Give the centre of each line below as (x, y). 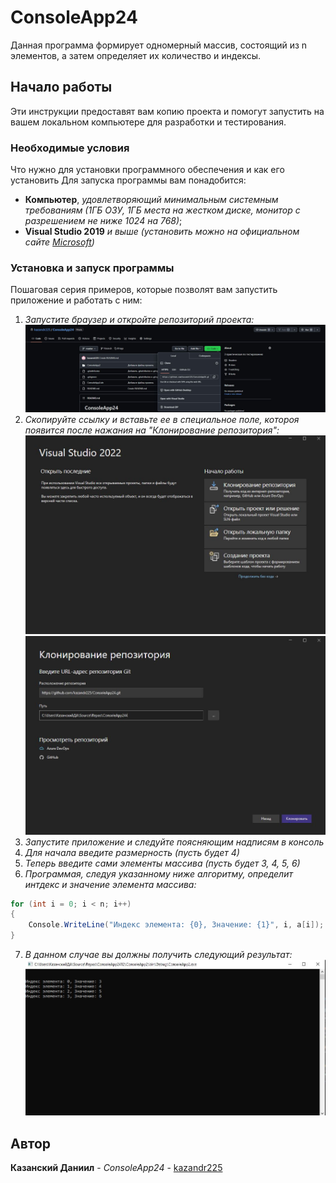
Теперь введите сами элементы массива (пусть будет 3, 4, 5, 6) (162, 863)
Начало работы (61, 87)
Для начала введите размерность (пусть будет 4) (132, 852)
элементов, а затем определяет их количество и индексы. (136, 55)
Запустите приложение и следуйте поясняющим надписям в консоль (174, 842)
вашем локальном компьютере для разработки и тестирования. (148, 122)
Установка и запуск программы (92, 268)
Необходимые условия (70, 148)
